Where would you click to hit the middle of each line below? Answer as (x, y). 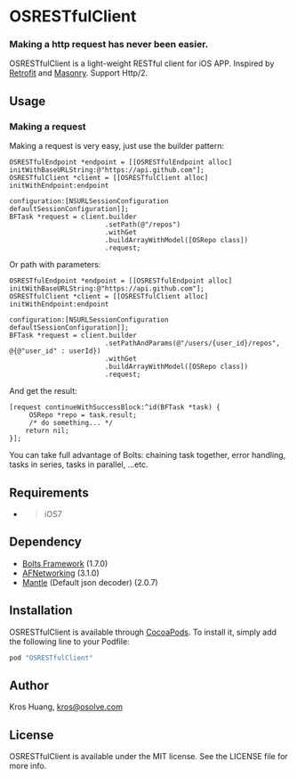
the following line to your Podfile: (70, 641)
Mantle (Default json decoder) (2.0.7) (90, 582)
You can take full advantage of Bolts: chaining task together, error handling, (148, 455)
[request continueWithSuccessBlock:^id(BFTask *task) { (115, 407)
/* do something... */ (71, 423)
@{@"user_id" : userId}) (55, 351)
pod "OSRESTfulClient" (51, 658)
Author (29, 685)
